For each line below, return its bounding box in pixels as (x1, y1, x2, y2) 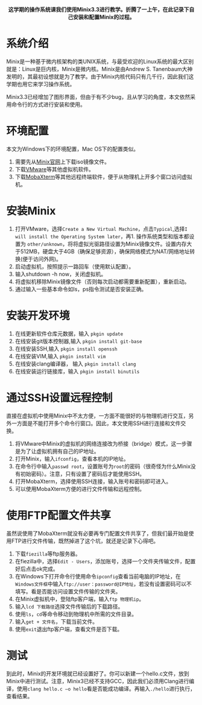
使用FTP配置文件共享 (6, 508, 112, 522)
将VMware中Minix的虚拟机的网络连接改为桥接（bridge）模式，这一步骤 (14, 440, 192, 447)
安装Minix (6, 204, 56, 218)
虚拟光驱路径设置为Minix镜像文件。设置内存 (78, 240, 187, 247)
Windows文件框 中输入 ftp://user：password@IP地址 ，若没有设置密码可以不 (14, 580, 192, 587)
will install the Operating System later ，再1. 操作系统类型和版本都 (14, 232, 189, 240)
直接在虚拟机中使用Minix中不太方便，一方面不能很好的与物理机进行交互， (6, 412, 189, 419)
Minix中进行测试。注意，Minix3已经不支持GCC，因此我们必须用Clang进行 (6, 677, 189, 684)
